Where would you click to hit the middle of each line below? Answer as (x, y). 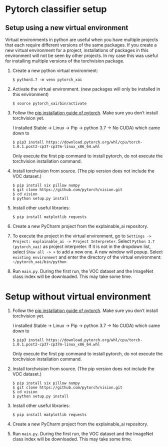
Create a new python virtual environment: (55, 70)
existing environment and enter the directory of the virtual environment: (87, 257)
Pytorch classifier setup (56, 9)
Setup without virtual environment (78, 297)
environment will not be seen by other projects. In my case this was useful (82, 55)
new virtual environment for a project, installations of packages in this (77, 50)
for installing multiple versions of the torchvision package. (65, 61)
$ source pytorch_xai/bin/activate (49, 103)
